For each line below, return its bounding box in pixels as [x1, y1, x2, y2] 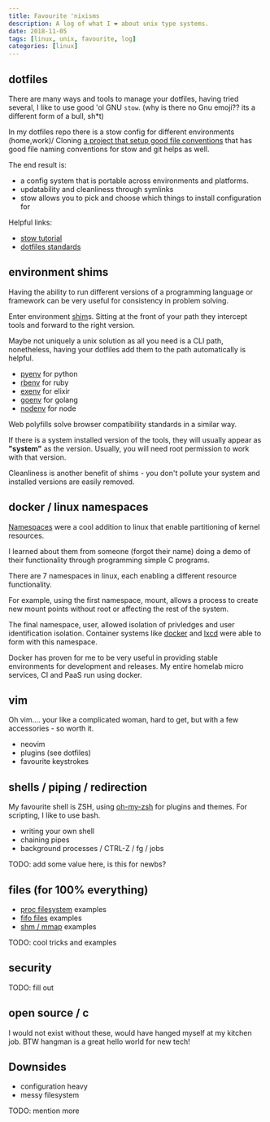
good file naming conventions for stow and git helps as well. [8, 144, 210, 154]
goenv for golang [20, 395, 79, 404]
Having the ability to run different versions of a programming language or [8, 286, 254, 297]
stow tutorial [20, 233, 63, 242]
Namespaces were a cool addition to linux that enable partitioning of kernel [8, 522, 260, 531]
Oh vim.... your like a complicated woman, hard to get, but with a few [8, 715, 238, 725]
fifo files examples [20, 913, 83, 923]
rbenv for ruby [20, 378, 69, 387]
